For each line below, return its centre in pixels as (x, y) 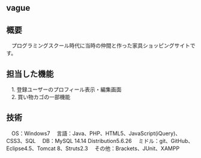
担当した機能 (30, 74)
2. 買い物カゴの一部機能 (41, 97)
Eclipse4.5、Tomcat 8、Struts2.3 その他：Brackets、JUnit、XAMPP (93, 148)
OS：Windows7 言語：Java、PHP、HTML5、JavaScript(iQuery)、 (96, 133)
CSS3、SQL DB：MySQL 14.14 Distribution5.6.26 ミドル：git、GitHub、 (100, 141)
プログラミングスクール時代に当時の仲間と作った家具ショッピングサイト (100, 46)
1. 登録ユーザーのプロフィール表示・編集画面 (66, 90)
